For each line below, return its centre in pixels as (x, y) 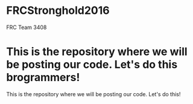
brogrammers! (43, 78)
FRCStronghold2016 (58, 11)
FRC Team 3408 (27, 27)
